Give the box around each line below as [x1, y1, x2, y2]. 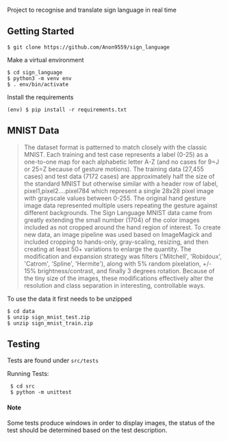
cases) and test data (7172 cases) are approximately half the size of [23, 172, 215, 180]
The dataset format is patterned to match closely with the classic [23, 143, 207, 151]
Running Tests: [7, 370, 49, 378]
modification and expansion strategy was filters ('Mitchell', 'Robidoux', [23, 252, 223, 260]
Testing [7, 338, 40, 350]
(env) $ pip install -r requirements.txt [7, 106, 127, 113]
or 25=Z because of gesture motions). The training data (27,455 [23, 164, 204, 173]
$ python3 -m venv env [7, 75, 72, 81]
